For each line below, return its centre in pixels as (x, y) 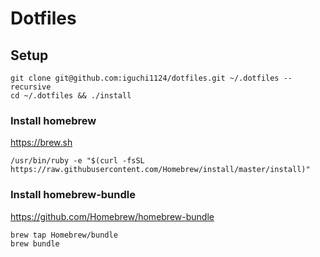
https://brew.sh (41, 143)
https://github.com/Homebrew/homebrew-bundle (112, 216)
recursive (31, 87)
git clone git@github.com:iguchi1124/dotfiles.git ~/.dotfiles (145, 78)
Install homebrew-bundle (73, 195)
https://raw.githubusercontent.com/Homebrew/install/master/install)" (160, 170)
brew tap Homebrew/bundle (64, 235)
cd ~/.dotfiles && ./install (71, 96)
